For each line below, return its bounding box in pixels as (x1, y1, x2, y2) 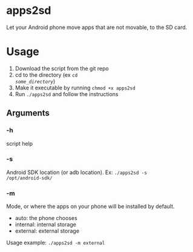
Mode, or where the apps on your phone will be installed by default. (6, 203, 175, 210)
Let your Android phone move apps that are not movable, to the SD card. (6, 24, 188, 31)
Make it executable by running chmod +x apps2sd (15, 84, 136, 91)
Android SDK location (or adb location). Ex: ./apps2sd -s (6, 169, 147, 176)
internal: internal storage (15, 221, 77, 228)
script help (6, 140, 33, 147)
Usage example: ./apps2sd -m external (6, 239, 105, 247)
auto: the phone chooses (15, 215, 77, 222)
